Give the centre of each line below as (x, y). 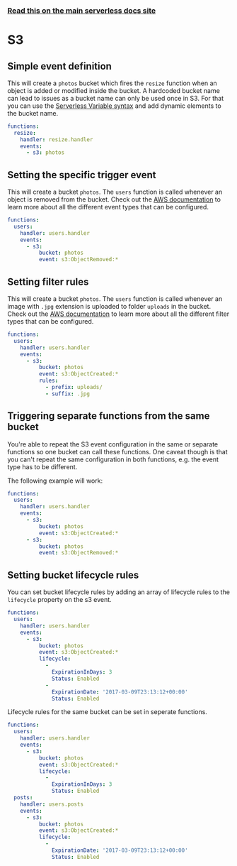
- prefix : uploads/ (74, 388)
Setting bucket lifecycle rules (73, 575)
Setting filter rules (48, 281)
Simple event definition (59, 66)
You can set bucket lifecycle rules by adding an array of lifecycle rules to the (118, 592)
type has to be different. (42, 466)
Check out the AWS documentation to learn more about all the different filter (118, 314)
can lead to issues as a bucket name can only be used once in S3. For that (116, 98)
